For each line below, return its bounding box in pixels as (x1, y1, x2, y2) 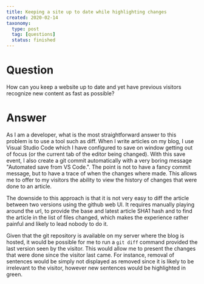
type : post (12, 25, 39, 32)
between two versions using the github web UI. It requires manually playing (6, 201, 195, 208)
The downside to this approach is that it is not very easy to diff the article (6, 194, 189, 201)
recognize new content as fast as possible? (6, 89, 115, 97)
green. (6, 271, 23, 278)
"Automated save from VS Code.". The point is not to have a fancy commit (6, 163, 191, 171)
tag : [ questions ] (12, 32, 56, 38)
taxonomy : (6, 20, 32, 26)
